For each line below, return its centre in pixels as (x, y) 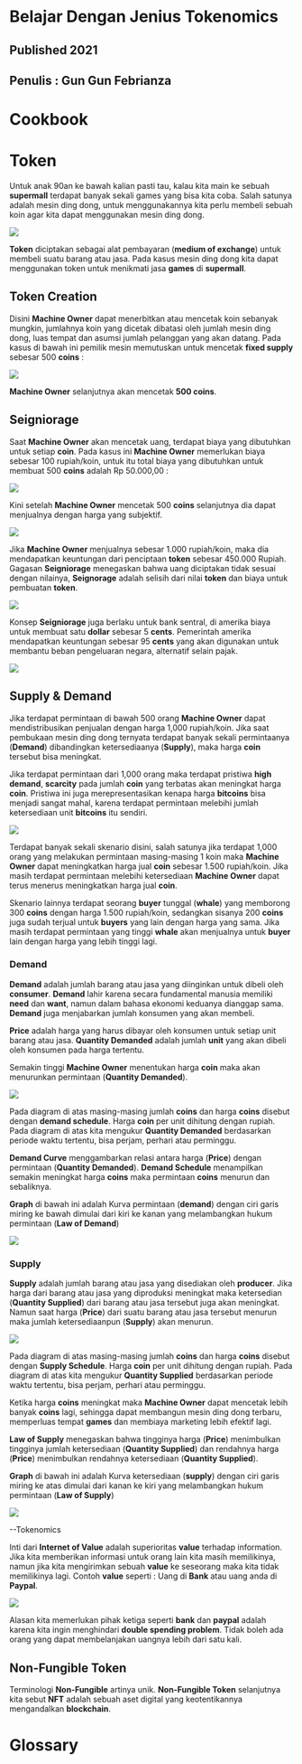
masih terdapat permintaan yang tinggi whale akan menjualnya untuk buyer (150, 931)
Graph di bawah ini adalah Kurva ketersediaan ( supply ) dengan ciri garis (144, 1476)
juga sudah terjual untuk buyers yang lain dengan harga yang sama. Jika (145, 922)
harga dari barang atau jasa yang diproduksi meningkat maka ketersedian (146, 1293)
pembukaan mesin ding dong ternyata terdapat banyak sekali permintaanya (150, 737)
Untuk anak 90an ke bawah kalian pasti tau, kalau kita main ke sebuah (140, 186)
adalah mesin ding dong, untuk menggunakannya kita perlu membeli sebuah (151, 205)
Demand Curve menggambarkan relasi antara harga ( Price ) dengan (135, 1157)
